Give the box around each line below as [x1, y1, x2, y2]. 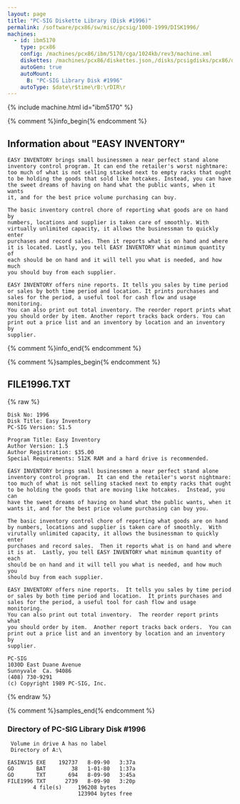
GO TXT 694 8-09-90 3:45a [7, 772, 136, 779]
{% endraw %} [7, 692, 51, 700]
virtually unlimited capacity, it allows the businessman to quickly [7, 226, 219, 233]
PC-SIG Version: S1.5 [7, 423, 72, 431]
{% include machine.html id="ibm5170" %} [7, 103, 134, 111]
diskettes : [20, 57, 53, 64]
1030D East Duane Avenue [7, 661, 81, 668]
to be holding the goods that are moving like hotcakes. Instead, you [7, 486, 225, 493]
